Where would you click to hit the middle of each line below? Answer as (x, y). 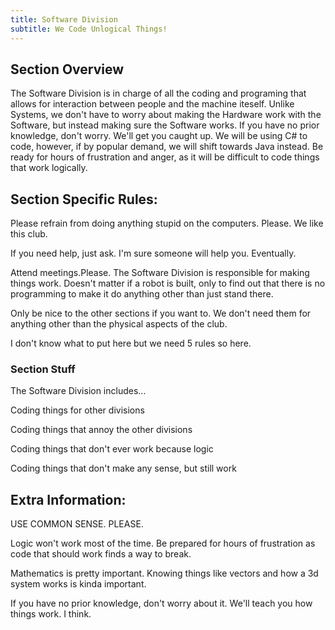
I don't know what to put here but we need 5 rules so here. (131, 343)
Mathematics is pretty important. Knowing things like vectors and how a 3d (164, 573)
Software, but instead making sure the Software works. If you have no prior (165, 125)
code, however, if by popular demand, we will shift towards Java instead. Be (167, 147)
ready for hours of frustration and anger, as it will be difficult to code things (165, 157)
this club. (29, 234)
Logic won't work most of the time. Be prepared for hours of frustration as (163, 543)
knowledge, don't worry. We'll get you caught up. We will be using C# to (159, 136)
